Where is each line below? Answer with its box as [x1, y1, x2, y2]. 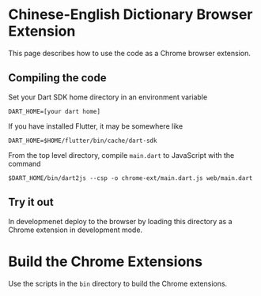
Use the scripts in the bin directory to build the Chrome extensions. [8, 279, 228, 288]
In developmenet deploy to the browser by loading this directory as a [8, 216, 233, 226]
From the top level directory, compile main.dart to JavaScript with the [8, 150, 235, 159]
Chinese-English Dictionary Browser [8, 6, 253, 24]
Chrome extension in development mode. [8, 225, 143, 234]
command [8, 159, 41, 168]
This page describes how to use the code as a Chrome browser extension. [8, 48, 252, 58]
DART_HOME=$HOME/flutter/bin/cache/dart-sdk [8, 137, 157, 144]
